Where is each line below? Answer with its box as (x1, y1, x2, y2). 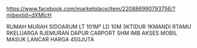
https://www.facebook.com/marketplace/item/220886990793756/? (6, 5, 176, 12)
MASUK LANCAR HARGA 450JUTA (6, 36, 94, 43)
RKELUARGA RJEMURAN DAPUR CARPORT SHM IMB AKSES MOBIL (6, 29, 178, 37)
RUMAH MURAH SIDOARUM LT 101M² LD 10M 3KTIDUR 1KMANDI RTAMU (6, 23, 192, 30)
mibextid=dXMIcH (6, 11, 52, 19)
